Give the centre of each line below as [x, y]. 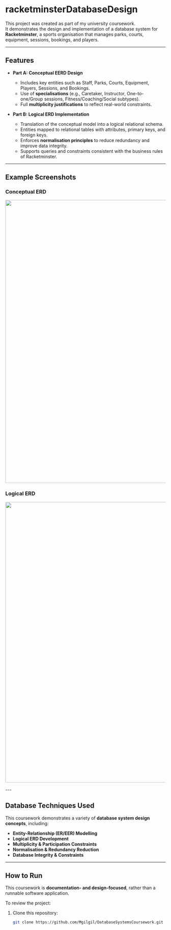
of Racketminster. [39, 156]
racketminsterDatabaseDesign [72, 9]
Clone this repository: [35, 913]
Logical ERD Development [40, 838]
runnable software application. [37, 893]
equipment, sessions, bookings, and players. [52, 40]
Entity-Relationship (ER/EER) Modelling [55, 833]
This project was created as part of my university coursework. [70, 23]
